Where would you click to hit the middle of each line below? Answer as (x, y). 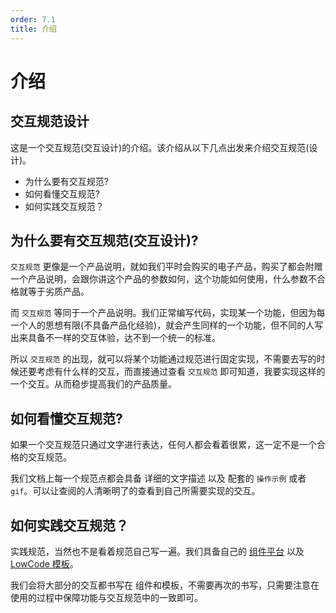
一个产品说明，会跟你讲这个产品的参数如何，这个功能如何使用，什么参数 (159, 279)
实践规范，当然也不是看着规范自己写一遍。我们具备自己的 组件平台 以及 (157, 551)
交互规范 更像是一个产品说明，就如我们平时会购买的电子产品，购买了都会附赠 (166, 267)
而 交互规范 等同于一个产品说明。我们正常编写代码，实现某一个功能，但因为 (163, 313)
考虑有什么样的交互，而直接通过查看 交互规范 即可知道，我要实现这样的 (181, 372)
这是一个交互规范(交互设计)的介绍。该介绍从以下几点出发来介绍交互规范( (160, 147)
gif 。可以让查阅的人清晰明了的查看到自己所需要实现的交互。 (135, 491)
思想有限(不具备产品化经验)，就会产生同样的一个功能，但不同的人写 (184, 325)
